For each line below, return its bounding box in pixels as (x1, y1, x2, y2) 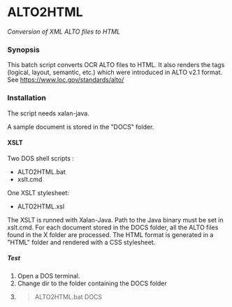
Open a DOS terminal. (17, 271, 80, 280)
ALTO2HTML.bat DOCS (34, 292, 103, 301)
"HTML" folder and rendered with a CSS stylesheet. (7, 238, 156, 246)
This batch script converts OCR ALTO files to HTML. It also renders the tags (7, 61, 225, 69)
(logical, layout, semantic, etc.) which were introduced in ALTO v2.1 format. (7, 68, 223, 77)
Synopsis (7, 45, 40, 55)
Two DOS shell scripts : (7, 154, 75, 162)
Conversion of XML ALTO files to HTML (7, 27, 121, 36)
